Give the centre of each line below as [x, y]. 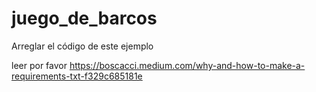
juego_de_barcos [84, 18]
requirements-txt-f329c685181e [77, 76]
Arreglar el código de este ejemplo [82, 46]
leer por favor [39, 65]
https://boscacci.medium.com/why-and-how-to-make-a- [187, 65]
